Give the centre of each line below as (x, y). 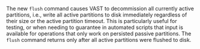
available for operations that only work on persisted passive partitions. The (99, 34)
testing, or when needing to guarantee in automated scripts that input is (95, 27)
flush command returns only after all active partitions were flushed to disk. (99, 40)
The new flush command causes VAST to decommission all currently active (100, 9)
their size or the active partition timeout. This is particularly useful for (92, 21)
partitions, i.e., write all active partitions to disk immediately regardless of (97, 15)
